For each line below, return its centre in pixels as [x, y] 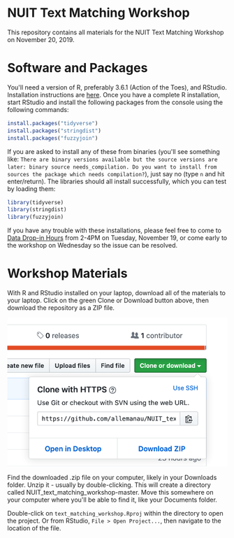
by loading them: [31, 189]
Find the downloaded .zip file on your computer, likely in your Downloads [112, 477]
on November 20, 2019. [41, 39]
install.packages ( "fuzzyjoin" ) [53, 138]
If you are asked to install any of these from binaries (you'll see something [114, 151]
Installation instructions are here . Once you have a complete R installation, [114, 94]
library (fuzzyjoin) [36, 217]
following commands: [38, 109]
